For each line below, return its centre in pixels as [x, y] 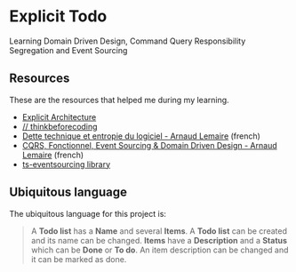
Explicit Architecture [59, 116]
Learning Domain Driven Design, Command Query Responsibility [128, 41]
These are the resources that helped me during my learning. [119, 100]
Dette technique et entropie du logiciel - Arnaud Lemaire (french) [141, 136]
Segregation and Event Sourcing [68, 50]
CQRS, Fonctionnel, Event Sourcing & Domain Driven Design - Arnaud [149, 145]
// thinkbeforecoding [60, 126]
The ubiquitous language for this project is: [88, 213]
